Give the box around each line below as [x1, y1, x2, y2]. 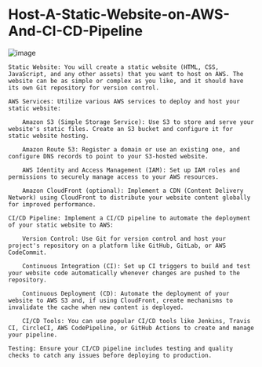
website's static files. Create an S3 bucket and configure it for [8, 125, 234, 133]
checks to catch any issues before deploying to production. [8, 351, 213, 359]
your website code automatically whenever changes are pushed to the [8, 269, 241, 277]
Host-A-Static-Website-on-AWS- [8, 5, 230, 24]
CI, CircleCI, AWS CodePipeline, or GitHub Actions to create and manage [8, 324, 255, 332]
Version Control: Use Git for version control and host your [22, 234, 226, 242]
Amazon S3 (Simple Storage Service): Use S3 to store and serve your [22, 118, 255, 126]
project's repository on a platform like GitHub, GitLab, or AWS [8, 242, 226, 249]
